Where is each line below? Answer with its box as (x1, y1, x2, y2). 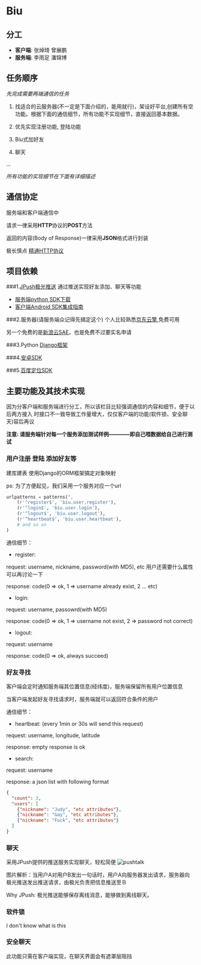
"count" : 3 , (11, 795, 42, 801)
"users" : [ (11, 801, 39, 807)
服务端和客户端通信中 (6, 209, 59, 216)
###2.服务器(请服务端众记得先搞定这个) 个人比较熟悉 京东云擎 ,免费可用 (6, 316, 180, 323)
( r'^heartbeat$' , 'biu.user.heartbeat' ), (17, 516, 121, 523)
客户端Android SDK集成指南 (14, 303, 84, 310)
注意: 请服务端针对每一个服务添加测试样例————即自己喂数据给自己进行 (6, 430, 187, 438)
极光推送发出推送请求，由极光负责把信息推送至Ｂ (6, 879, 127, 886)
